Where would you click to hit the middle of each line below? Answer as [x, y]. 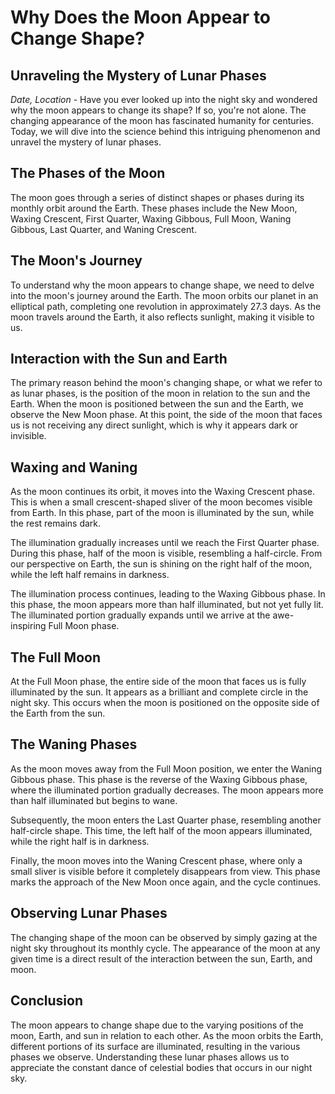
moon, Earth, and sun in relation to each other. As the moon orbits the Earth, [167, 1035]
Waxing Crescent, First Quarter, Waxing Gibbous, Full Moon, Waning [151, 218]
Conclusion [47, 1001]
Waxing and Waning [74, 467]
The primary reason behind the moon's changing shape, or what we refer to [166, 383]
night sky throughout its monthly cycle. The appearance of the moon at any [165, 948]
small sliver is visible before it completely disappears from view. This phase [165, 871]
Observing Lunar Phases [89, 913]
